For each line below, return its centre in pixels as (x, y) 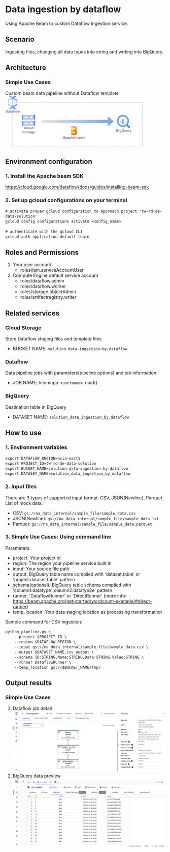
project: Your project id (37, 558)
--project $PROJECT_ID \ (41, 637)
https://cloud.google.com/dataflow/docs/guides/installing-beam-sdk (77, 187)
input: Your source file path (41, 569)
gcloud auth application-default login (47, 237)
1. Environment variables (36, 447)
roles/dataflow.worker (43, 287)
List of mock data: (24, 503)
